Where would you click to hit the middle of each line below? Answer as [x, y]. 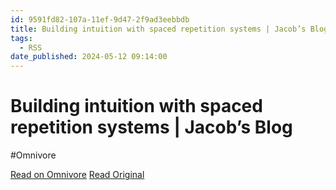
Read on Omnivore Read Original [77, 175]
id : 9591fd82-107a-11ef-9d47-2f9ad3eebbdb [100, 19]
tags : [21, 38]
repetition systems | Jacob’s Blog [151, 127]
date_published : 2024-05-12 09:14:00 [89, 57]
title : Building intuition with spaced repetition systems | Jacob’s [158, 29]
